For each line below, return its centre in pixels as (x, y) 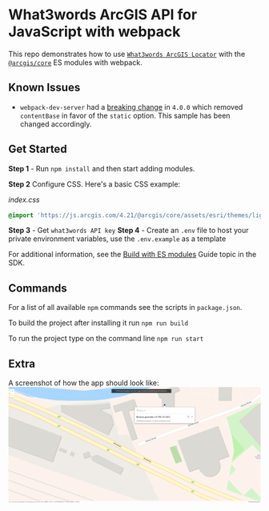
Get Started (38, 149)
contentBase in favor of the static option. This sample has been (125, 115)
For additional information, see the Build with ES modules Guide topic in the (132, 255)
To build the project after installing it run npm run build (98, 323)
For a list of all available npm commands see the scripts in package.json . (125, 308)
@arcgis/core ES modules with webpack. (75, 62)
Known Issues (44, 88)
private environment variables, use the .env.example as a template (117, 239)
